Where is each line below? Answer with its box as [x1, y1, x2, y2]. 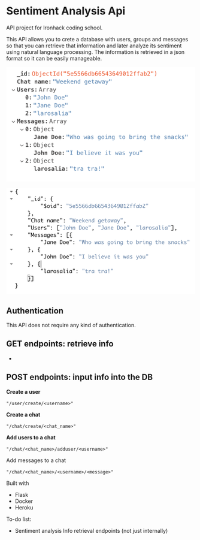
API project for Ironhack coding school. [6, 24, 103, 31]
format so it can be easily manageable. [6, 55, 102, 62]
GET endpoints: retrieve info [6, 339, 114, 349]
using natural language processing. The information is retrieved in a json [6, 48, 185, 55]
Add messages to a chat [6, 457, 66, 464]
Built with [6, 479, 29, 487]
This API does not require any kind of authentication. [6, 321, 136, 328]
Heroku [14, 503, 34, 511]
